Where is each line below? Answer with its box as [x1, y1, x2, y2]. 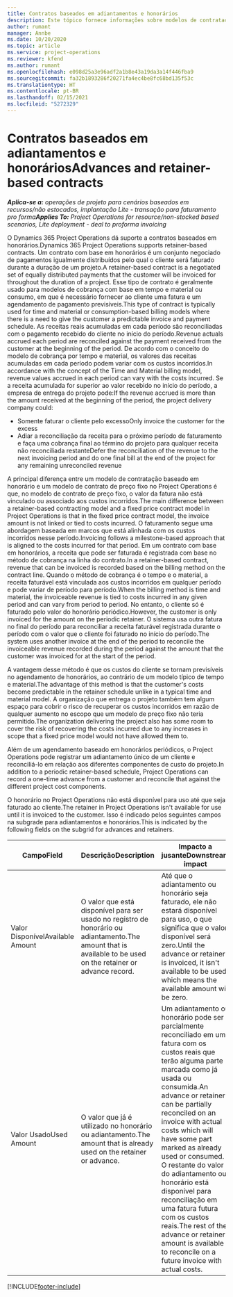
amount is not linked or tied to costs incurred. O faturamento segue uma [7, 519, 214, 527]
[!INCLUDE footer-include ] [7, 1282, 81, 1290]
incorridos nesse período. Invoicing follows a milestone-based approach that [7, 533, 225, 542]
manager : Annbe [7, 29, 51, 37]
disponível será [161, 931, 212, 941]
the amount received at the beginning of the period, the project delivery [7, 395, 212, 404]
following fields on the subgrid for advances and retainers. [7, 825, 175, 833]
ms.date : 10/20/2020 [7, 36, 67, 43]
